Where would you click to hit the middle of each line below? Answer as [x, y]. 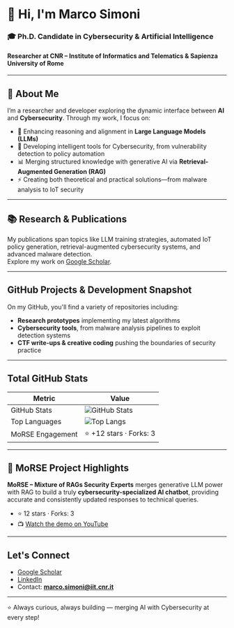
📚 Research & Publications [67, 219]
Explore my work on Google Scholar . [60, 261]
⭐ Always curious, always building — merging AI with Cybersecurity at [108, 608]
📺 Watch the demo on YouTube [63, 524]
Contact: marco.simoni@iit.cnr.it [65, 587]
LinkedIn [30, 580]
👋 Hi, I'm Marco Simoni [74, 14]
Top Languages [36, 421]
